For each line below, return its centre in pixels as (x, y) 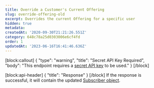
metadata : (15, 28)
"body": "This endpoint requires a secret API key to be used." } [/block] (77, 65)
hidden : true (18, 23)
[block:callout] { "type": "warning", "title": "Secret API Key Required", (75, 60)
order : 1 (14, 42)
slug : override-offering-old (35, 14)
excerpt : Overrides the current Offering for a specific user (70, 19)
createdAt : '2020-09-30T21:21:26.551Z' (46, 32)
